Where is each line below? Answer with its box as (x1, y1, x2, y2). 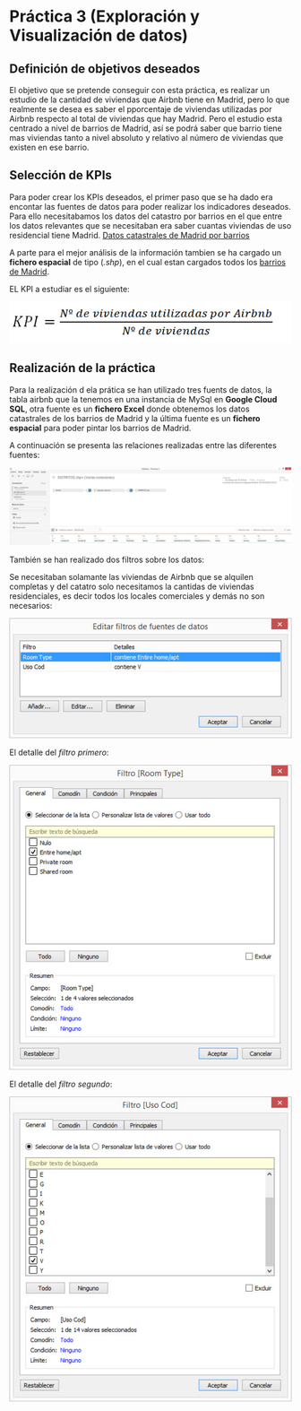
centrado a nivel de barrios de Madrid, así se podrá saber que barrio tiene (9, 123, 282, 134)
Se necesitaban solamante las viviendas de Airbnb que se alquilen (9, 572, 254, 583)
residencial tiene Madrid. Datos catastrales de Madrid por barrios (9, 229, 250, 240)
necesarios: (9, 601, 53, 611)
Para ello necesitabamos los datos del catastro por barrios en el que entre (9, 211, 282, 221)
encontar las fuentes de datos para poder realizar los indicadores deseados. (9, 201, 291, 212)
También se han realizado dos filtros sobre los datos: (9, 554, 204, 566)
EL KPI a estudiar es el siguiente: (9, 283, 130, 294)
